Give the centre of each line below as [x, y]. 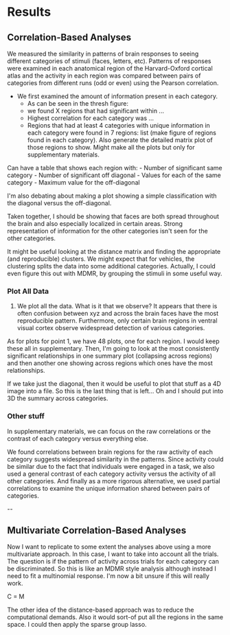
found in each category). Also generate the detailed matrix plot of [120, 140]
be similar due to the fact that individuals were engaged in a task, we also [111, 466]
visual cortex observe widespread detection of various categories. [111, 328]
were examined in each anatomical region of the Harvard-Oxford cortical [110, 68]
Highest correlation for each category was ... [91, 118]
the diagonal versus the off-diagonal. [59, 203]
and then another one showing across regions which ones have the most [110, 363]
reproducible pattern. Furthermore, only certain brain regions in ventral [117, 321]
